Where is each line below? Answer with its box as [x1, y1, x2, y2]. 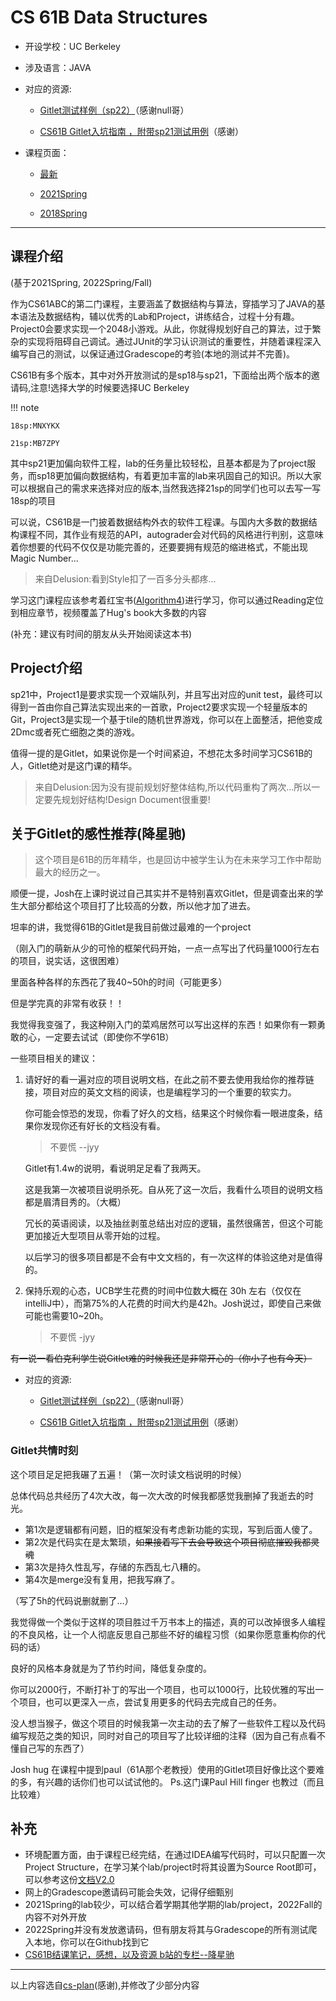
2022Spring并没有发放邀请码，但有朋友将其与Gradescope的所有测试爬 [24, 1924, 318, 1936]
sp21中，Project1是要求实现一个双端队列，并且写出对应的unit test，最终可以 [10, 688, 323, 700]
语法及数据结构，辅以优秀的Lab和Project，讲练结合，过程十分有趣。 [18, 310, 300, 322]
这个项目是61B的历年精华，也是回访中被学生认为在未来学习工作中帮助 [34, 854, 322, 866]
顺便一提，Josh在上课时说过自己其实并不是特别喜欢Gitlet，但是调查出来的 [10, 887, 315, 900]
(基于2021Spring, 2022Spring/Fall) [10, 276, 153, 288]
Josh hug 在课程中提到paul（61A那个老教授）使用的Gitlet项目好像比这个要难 [10, 1763, 325, 1775]
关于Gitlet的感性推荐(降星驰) [10, 825, 187, 842]
